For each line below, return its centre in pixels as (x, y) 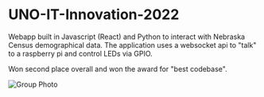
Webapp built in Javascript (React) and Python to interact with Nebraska (126, 37)
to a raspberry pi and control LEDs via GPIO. (80, 53)
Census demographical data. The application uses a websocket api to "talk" (132, 45)
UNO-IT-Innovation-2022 (94, 15)
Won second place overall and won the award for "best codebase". (118, 68)
